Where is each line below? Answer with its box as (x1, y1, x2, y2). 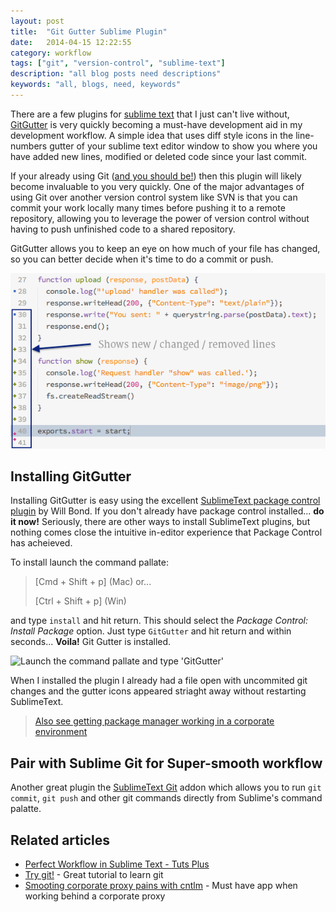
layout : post (10, 16, 65, 26)
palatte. (10, 803, 42, 815)
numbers (10, 140, 48, 152)
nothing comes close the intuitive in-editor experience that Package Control (10, 526, 323, 539)
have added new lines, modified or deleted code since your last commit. (10, 150, 308, 162)
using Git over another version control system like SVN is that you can (10, 191, 298, 203)
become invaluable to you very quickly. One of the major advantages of (10, 180, 305, 192)
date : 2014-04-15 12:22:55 (10, 37, 132, 47)
